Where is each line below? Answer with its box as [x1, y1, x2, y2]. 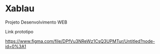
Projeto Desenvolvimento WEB [5, 19, 68, 25]
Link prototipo [5, 28, 34, 34]
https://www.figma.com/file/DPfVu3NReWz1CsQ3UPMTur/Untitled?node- [5, 38, 155, 44]
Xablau [5, 3, 35, 14]
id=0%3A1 [5, 43, 26, 49]
